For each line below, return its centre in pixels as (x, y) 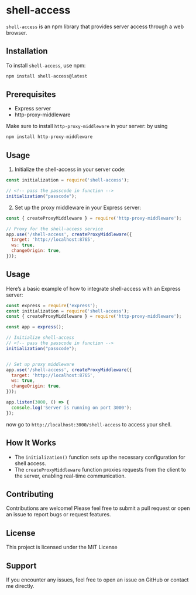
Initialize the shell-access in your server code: (70, 169)
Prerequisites (31, 95)
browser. (17, 32)
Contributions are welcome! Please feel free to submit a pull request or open (98, 508)
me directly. (20, 586)
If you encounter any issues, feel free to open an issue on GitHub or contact (97, 580)
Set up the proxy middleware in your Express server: (78, 207)
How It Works (31, 443)
